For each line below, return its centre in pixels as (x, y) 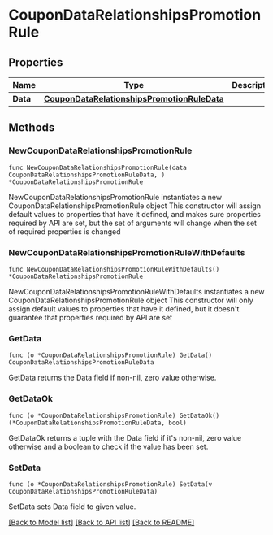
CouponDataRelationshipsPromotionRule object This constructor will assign (135, 206)
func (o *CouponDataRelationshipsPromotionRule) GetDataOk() (114, 415)
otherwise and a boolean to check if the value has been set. (108, 446)
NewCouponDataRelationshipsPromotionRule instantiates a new (115, 197)
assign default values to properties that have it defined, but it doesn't (124, 309)
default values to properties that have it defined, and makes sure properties (135, 214)
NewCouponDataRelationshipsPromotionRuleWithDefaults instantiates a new (137, 291)
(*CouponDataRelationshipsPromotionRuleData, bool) (97, 423)
